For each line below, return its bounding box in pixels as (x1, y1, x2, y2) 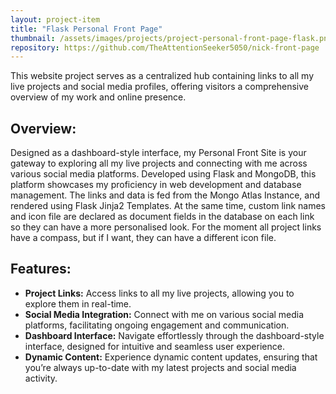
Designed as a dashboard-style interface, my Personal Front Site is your (10, 147, 307, 159)
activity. (24, 372, 58, 384)
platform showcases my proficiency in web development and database (10, 179, 302, 191)
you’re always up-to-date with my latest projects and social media (24, 361, 297, 373)
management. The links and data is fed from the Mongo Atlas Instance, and (10, 189, 321, 201)
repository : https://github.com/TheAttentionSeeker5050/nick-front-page (10, 42, 320, 53)
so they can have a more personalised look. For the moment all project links (10, 221, 322, 233)
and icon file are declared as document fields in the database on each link (10, 211, 315, 223)
